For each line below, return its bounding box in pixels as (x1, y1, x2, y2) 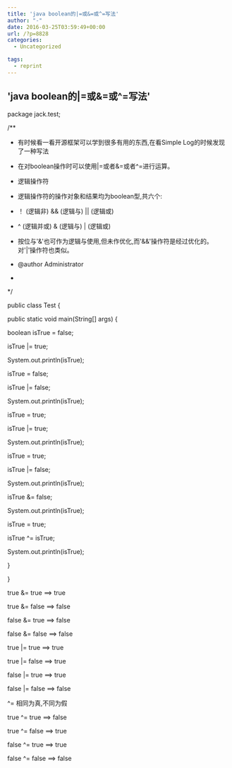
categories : (7, 37, 42, 44)
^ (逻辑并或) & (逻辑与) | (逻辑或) (17, 222, 111, 230)
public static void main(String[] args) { (7, 314, 118, 323)
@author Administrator (17, 259, 84, 268)
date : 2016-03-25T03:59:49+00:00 (7, 23, 106, 30)
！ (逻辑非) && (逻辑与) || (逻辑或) (17, 206, 114, 215)
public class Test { (7, 301, 61, 309)
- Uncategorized (13, 43, 61, 50)
